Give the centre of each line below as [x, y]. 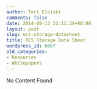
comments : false [27, 18]
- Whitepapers [24, 63]
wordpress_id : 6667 [31, 46]
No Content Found [30, 80]
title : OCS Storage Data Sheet [46, 40]
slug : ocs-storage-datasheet [43, 35]
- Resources [21, 57]
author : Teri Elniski [34, 12]
